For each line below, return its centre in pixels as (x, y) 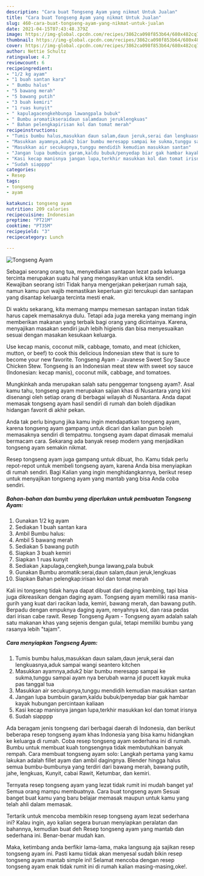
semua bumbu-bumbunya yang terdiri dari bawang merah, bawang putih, (98, 766)
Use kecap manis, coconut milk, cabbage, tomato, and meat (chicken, (93, 346)
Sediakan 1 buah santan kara (51, 527)
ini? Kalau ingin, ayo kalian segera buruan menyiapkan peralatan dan (92, 822)
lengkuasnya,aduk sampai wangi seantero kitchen (78, 664)
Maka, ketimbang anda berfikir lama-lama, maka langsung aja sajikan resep (101, 847)
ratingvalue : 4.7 (28, 57)
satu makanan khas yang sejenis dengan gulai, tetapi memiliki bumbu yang (100, 622)
